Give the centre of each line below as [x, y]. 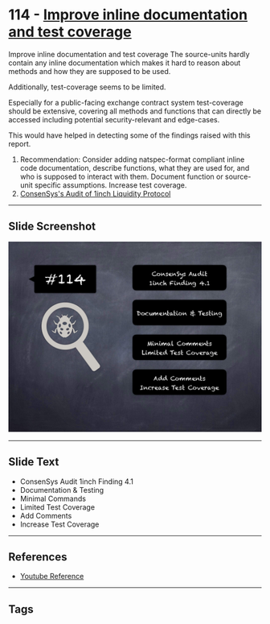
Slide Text [34, 462]
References [38, 557]
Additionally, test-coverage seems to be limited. [87, 87]
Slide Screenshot [52, 227]
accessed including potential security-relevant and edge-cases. [114, 119]
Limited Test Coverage [57, 507]
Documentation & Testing [62, 490]
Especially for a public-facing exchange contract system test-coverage [126, 102]
